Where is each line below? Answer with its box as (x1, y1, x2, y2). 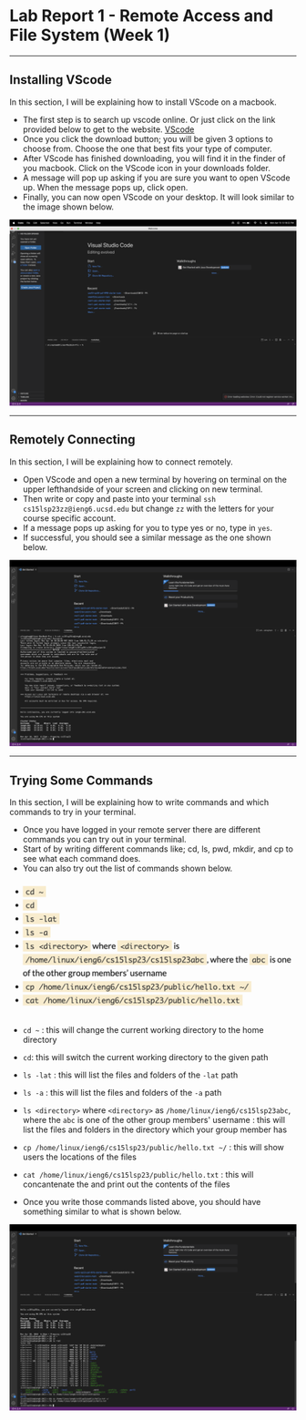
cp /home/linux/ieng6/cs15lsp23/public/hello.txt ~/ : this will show (22, 1141, 285, 1152)
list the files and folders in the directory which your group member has (22, 1124, 288, 1135)
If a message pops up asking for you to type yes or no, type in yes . (22, 522, 273, 533)
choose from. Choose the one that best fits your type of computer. (22, 143, 272, 154)
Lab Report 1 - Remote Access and (9, 5, 274, 26)
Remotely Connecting (9, 432, 136, 447)
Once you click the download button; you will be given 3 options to (22, 133, 273, 144)
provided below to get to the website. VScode (22, 124, 195, 135)
